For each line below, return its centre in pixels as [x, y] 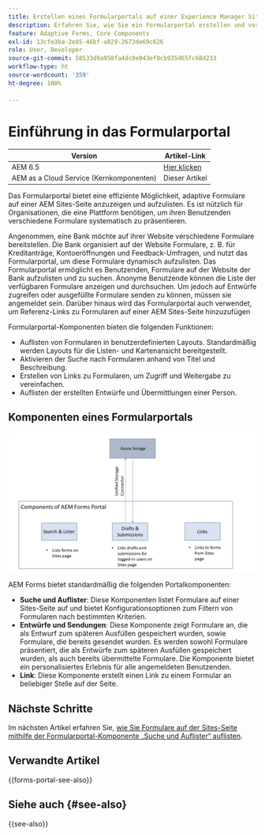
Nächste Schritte [50, 709]
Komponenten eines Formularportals [101, 417]
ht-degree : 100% [35, 83]
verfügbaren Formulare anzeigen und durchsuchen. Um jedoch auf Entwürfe [132, 286]
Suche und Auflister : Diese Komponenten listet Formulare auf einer [129, 600]
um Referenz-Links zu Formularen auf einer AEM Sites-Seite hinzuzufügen [129, 311]
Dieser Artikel [185, 178]
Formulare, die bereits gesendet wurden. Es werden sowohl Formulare [134, 642]
